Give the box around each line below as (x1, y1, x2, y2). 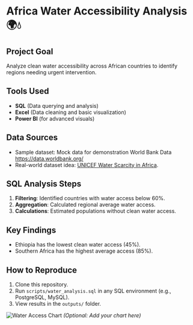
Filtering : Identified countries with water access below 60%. (14, 195, 165, 202)
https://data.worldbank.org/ (14, 155, 84, 162)
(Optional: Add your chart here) (63, 312, 141, 319)
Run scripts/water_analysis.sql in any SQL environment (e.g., (14, 288, 171, 295)
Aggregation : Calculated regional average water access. (14, 201, 156, 209)
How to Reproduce (6, 265, 77, 275)
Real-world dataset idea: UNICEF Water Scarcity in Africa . (14, 161, 159, 168)
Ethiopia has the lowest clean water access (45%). (14, 241, 141, 248)
